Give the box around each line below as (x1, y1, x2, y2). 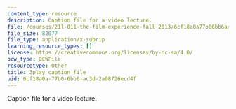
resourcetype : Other (7, 62, 68, 69)
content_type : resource (7, 10, 77, 17)
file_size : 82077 (7, 29, 58, 37)
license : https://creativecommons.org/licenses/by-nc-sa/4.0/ (7, 50, 193, 57)
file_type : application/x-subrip (7, 36, 105, 43)
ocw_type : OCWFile (7, 56, 61, 63)
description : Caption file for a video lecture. (7, 17, 152, 24)
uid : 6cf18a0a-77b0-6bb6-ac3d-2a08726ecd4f (7, 75, 137, 82)
